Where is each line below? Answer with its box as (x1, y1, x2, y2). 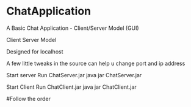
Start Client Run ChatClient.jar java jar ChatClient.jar (6, 83, 137, 91)
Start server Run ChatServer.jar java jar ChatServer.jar (6, 71, 142, 78)
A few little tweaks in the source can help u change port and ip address (6, 60, 186, 67)
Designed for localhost (6, 47, 63, 55)
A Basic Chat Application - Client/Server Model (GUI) (6, 24, 139, 32)
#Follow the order (6, 95, 51, 102)
